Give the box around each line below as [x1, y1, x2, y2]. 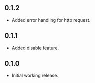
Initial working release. [11, 72, 58, 79]
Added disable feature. [11, 45, 59, 51]
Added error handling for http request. [11, 17, 91, 23]
